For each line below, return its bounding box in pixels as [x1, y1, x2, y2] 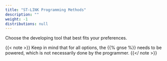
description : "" [5, 12, 39, 17]
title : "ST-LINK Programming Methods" [5, 7, 86, 12]
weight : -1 [5, 16, 28, 21]
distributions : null [5, 21, 49, 26]
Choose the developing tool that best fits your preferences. [5, 35, 127, 41]
